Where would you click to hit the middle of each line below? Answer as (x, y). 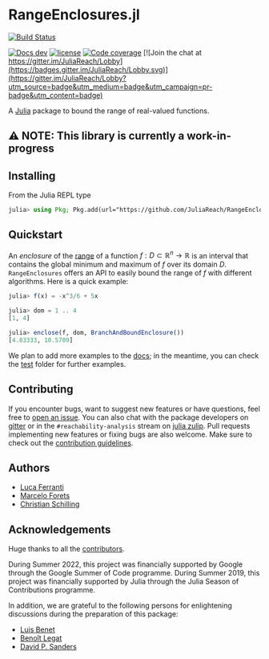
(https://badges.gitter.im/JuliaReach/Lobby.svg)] (88, 69)
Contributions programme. (52, 590)
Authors (29, 468)
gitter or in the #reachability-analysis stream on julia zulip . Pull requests (129, 425)
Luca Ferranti (42, 487)
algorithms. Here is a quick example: (68, 282)
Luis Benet (38, 630)
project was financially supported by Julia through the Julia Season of (124, 582)
